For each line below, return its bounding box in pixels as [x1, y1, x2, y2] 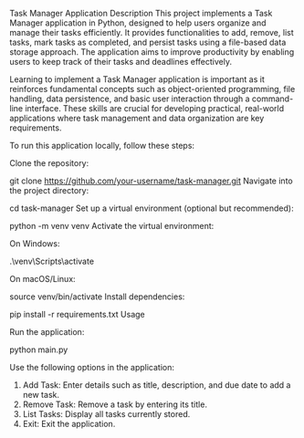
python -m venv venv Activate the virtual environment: [9, 221, 215, 231]
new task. [22, 390, 59, 400]
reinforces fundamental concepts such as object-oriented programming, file [9, 84, 296, 94]
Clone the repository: [9, 158, 89, 168]
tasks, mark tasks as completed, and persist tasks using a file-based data [9, 36, 287, 47]
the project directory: [9, 185, 89, 195]
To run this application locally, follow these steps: [9, 141, 194, 151]
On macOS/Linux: [9, 274, 76, 284]
